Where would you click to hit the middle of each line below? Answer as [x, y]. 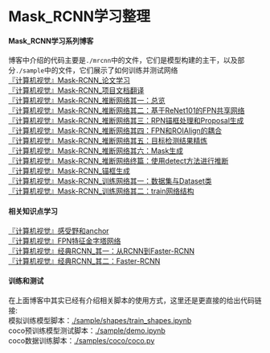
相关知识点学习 [33, 211]
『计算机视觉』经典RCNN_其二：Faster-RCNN [84, 261]
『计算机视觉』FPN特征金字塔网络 [65, 241]
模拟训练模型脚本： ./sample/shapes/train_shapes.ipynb [100, 320]
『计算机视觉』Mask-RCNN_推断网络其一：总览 [87, 101]
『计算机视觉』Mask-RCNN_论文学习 [70, 81]
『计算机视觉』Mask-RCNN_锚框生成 [70, 171]
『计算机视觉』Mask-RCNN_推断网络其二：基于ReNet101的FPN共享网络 [127, 110]
